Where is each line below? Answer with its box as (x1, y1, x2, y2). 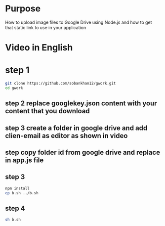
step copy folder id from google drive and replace (5, 148, 161, 156)
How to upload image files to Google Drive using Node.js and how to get (5, 19, 152, 25)
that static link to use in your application (5, 24, 86, 30)
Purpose (5, 3, 41, 14)
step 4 (5, 204, 26, 213)
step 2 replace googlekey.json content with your (5, 99, 157, 108)
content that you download (5, 107, 90, 115)
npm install (5, 186, 30, 191)
